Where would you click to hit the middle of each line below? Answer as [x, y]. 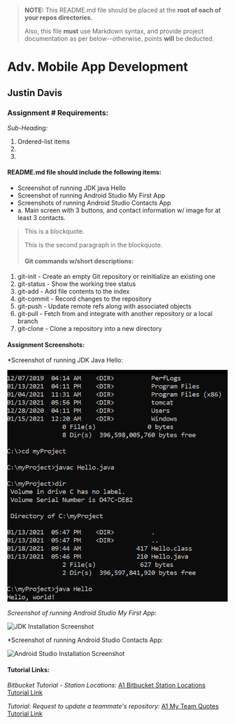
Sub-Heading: [28, 128]
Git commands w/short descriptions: [79, 261]
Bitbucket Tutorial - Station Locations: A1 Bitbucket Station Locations [107, 685]
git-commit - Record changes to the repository [84, 299]
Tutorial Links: [29, 669]
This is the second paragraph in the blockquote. [93, 245]
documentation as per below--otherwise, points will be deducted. [119, 39]
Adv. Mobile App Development [98, 67]
